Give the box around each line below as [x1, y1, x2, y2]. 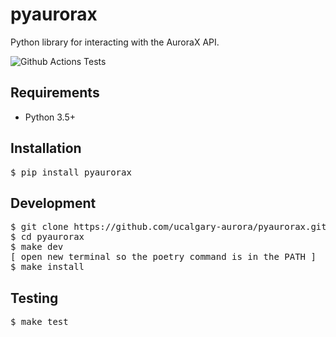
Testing [10, 289, 59, 307]
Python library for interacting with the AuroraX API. [10, 36, 220, 48]
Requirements [10, 84, 100, 102]
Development [10, 194, 97, 212]
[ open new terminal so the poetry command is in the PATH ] [10, 251, 317, 263]
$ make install [10, 261, 85, 273]
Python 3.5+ [24, 111, 77, 123]
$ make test [10, 316, 69, 328]
